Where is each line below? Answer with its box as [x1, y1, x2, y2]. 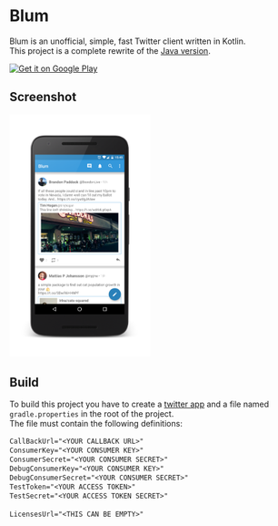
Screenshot [9, 89, 77, 105]
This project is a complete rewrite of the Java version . [9, 45, 211, 56]
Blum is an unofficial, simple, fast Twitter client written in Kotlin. [9, 36, 246, 46]
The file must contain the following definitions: [9, 418, 184, 428]
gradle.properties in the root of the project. [9, 407, 174, 419]
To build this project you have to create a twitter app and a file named [9, 398, 270, 409]
